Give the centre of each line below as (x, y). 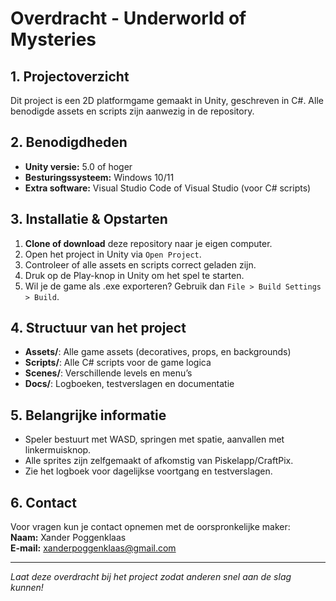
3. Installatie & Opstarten (89, 219)
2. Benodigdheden (69, 142)
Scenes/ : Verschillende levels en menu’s (108, 373)
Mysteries (53, 39)
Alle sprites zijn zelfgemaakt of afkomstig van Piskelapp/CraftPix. (159, 461)
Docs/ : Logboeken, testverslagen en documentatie (129, 384)
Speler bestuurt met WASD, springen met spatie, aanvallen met (154, 439)
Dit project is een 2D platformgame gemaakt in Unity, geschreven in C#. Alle (167, 100)
